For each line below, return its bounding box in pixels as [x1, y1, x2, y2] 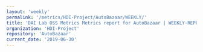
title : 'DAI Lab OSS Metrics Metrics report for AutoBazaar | [6, 20, 166, 26]
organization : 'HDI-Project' [6, 25, 80, 32]
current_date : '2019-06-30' [6, 36, 77, 42]
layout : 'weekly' [6, 8, 50, 15]
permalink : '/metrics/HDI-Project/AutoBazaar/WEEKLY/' [6, 14, 147, 20]
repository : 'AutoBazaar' [6, 31, 71, 37]
